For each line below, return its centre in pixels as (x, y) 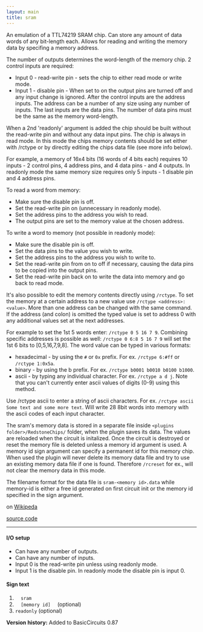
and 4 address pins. (31, 178)
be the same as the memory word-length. (67, 116)
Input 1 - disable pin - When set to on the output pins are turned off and (104, 90)
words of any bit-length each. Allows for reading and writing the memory (97, 41)
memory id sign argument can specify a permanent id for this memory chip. (100, 451)
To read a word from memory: (43, 190)
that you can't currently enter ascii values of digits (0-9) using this (97, 383)
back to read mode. (39, 283)
